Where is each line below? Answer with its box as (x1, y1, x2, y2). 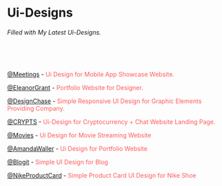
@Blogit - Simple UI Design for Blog (7, 158, 108, 167)
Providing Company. (7, 104, 65, 113)
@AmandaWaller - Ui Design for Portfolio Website (7, 145, 148, 153)
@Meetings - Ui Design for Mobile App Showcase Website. (7, 71, 174, 79)
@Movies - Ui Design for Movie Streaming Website (7, 131, 152, 140)
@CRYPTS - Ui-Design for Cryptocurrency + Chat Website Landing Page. (7, 118, 216, 126)
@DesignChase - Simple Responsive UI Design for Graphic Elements (7, 97, 202, 105)
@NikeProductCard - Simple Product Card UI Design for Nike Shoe (7, 171, 196, 180)
